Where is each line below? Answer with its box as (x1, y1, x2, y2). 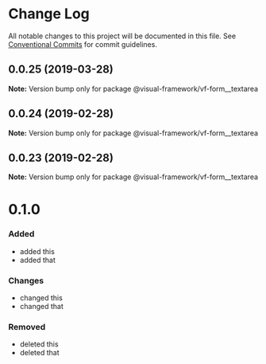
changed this (19, 293, 64, 303)
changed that (19, 302, 64, 311)
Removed (8, 322, 46, 333)
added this (19, 246, 56, 256)
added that (19, 255, 56, 264)
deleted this (19, 339, 59, 349)
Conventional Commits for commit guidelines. (8, 39, 157, 49)
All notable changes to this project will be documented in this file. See (8, 31, 237, 41)
